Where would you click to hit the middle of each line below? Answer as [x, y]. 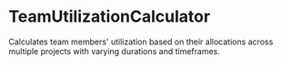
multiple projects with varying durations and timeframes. [114, 51]
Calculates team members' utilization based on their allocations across [141, 42]
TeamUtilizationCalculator [110, 17]
